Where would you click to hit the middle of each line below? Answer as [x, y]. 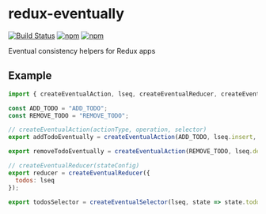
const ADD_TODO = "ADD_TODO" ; [58, 108]
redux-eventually [66, 14]
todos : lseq [35, 180]
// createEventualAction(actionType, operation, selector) [108, 130]
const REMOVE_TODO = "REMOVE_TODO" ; [68, 115]
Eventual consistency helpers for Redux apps [82, 51]
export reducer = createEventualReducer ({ [79, 173]
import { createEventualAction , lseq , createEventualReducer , [113, 94]
